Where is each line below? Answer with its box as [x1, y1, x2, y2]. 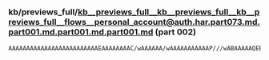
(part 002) [155, 26, 196, 38]
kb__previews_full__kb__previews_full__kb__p [77, 6, 260, 18]
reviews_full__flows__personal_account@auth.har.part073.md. [8, 16, 261, 27]
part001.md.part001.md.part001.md [8, 26, 154, 38]
